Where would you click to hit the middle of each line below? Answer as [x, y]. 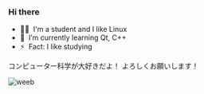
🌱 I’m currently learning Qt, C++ [73, 37]
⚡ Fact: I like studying [56, 47]
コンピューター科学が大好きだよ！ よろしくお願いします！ [104, 66]
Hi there [24, 12]
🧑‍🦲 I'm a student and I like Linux [73, 29]
